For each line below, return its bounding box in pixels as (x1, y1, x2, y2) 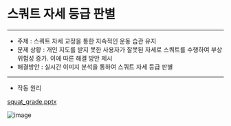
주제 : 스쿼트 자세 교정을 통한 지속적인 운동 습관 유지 (16, 36, 157, 45)
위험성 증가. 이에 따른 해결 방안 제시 (16, 54, 113, 62)
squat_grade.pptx (7, 97, 57, 105)
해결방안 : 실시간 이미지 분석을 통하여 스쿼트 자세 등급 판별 (16, 63, 173, 71)
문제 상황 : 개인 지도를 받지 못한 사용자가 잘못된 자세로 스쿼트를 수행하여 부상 (16, 45, 223, 54)
